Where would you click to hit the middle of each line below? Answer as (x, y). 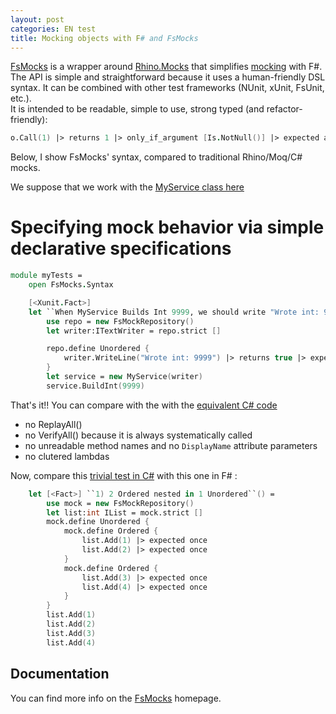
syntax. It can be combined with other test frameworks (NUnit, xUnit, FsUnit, (167, 88)
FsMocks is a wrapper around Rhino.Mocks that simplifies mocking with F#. (166, 67)
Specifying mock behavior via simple (167, 227)
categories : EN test (53, 29)
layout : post (37, 19)
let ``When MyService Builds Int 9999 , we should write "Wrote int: (174, 312)
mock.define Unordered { (98, 522)
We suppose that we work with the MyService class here (127, 187)
